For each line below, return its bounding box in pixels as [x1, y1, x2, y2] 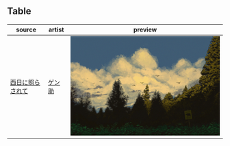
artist [48, 25, 64, 34]
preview [133, 25, 157, 34]
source [16, 25, 36, 34]
